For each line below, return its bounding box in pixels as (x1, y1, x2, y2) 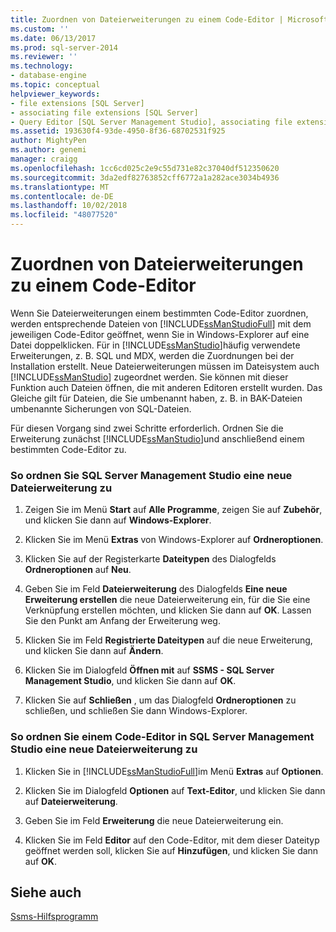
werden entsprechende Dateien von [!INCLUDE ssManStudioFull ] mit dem (10, 317, 312, 330)
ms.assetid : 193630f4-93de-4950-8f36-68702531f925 (10, 126, 226, 136)
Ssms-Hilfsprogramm (10, 911, 99, 923)
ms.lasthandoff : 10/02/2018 (10, 201, 128, 211)
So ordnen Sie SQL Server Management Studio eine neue (10, 468, 293, 482)
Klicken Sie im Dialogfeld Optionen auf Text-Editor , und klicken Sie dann (24, 784, 326, 796)
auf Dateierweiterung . (24, 795, 118, 807)
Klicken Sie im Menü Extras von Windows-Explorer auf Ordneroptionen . (24, 534, 324, 546)
